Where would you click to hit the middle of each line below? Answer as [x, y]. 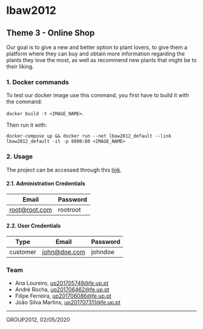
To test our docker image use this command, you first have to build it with [98, 95]
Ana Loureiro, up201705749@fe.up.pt [62, 283]
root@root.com [31, 209]
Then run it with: [27, 125]
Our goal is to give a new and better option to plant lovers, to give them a [97, 47]
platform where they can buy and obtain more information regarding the [96, 54]
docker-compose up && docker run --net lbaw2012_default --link [89, 136]
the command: [24, 102]
